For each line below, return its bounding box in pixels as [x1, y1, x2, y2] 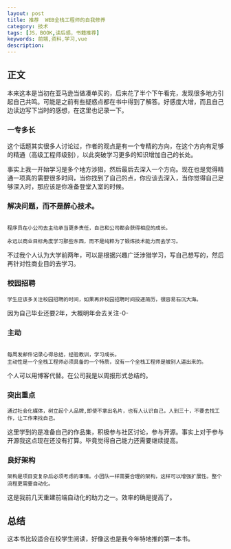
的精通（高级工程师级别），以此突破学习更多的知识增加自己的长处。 [7, 151, 197, 159]
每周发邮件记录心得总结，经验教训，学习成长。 [7, 351, 120, 358]
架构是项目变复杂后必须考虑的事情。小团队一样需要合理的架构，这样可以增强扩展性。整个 [7, 473, 222, 479]
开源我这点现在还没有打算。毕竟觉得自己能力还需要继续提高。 [7, 437, 182, 445]
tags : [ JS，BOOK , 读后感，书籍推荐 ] [7, 29, 100, 37]
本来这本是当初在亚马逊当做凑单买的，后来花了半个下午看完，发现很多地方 [7, 89, 218, 97]
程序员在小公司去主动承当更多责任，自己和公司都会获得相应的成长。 [7, 225, 171, 231]
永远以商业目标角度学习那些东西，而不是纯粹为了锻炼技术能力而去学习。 [7, 238, 181, 245]
